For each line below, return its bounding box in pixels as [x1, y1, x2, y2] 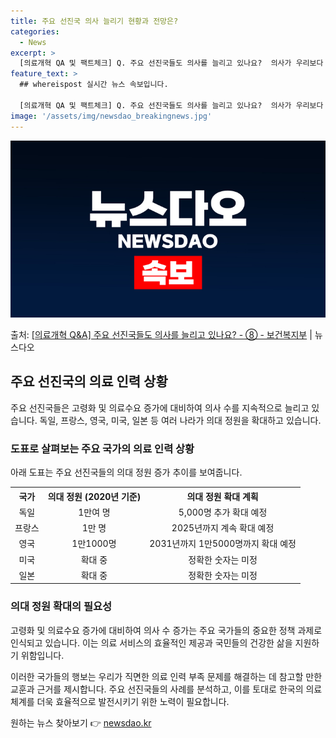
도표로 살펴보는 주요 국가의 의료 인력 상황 [10, 441, 195, 455]
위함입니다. [20, 649, 65, 661]
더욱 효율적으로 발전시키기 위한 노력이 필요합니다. [36, 695, 230, 707]
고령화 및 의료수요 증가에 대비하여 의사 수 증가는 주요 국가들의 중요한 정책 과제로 [10, 624, 323, 636]
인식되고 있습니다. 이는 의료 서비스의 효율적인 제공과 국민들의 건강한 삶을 [10, 636, 293, 649]
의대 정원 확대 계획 [186, 490, 259, 502]
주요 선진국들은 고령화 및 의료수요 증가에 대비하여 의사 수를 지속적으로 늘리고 [10, 401, 310, 414]
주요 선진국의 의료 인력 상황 [10, 373, 168, 390]
